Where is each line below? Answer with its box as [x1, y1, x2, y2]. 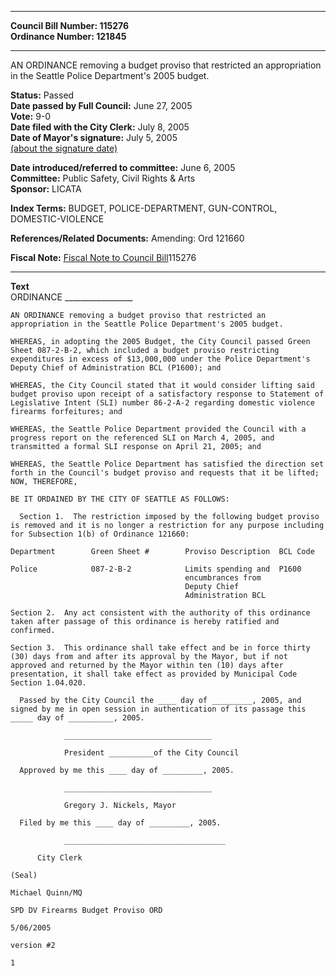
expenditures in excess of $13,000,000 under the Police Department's [10, 354, 311, 364]
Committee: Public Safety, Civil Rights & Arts [10, 172, 196, 184]
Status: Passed [10, 89, 75, 101]
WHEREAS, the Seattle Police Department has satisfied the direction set [10, 459, 325, 469]
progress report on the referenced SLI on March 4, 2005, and [10, 433, 275, 443]
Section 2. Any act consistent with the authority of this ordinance [10, 608, 311, 618]
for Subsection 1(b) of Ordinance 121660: [10, 529, 190, 539]
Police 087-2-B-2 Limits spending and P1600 [10, 564, 302, 574]
